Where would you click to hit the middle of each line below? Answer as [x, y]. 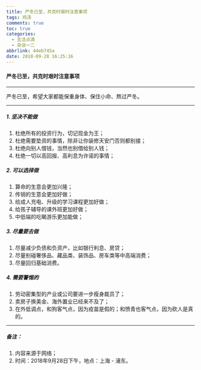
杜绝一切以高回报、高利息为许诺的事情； [65, 155]
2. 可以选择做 [22, 170]
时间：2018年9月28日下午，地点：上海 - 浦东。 [73, 360]
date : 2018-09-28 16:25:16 [40, 56]
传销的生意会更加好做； [44, 194]
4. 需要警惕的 [22, 278]
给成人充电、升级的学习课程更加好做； [62, 201]
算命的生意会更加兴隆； [44, 186]
